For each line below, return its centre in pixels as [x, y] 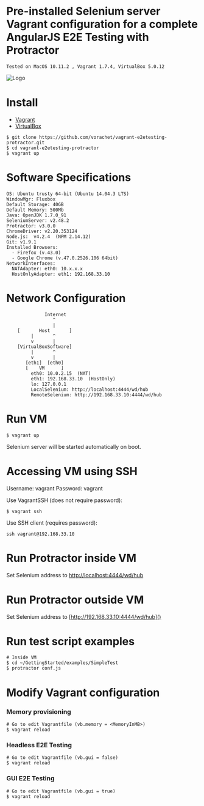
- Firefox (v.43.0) [37, 253]
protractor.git [26, 142]
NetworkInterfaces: [31, 263]
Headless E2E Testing [39, 745]
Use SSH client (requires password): [52, 523]
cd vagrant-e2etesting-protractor [55, 148]
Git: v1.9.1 [21, 242]
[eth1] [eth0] [44, 363]
